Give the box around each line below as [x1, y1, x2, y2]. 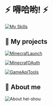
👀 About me [5, 83, 41, 92]
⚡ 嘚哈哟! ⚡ [5, 4, 49, 15]
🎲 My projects [5, 38, 48, 46]
